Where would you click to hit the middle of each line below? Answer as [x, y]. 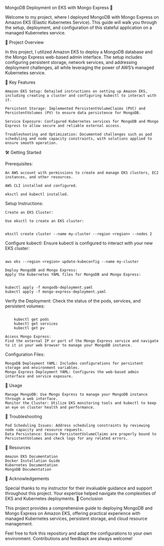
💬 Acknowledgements [27, 479]
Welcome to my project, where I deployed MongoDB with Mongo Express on [82, 17]
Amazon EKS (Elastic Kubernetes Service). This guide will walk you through [81, 22]
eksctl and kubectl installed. [37, 194]
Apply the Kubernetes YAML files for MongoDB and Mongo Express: [73, 274]
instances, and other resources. [39, 177]
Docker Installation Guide [33, 461]
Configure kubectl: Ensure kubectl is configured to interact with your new [79, 243]
